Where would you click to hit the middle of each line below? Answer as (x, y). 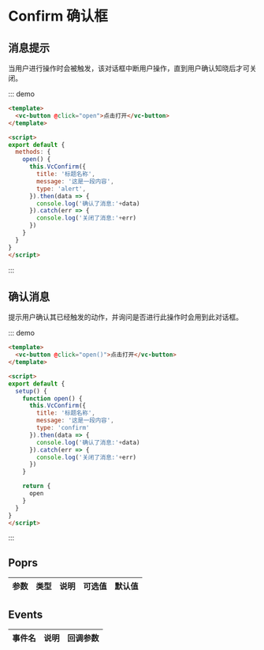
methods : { (33, 152)
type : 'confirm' (63, 428)
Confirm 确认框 (58, 16)
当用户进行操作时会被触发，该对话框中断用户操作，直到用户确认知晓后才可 (129, 68)
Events (26, 614)
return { (37, 487)
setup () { (31, 391)
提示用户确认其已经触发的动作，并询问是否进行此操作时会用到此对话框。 (125, 317)
